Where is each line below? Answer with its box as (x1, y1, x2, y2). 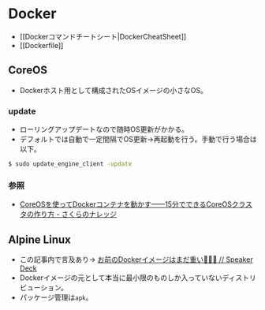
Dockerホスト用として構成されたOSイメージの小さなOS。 (19, 85, 207, 95)
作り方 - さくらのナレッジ (33, 210, 118, 219)
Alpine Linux (8, 233, 71, 246)
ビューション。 (19, 283, 69, 293)
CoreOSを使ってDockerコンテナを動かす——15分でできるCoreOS (19, 200, 233, 209)
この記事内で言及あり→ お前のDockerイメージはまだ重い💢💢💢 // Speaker (19, 255, 254, 264)
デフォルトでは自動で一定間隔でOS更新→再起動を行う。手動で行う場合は (19, 135, 257, 144)
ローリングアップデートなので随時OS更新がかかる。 (19, 125, 189, 134)
